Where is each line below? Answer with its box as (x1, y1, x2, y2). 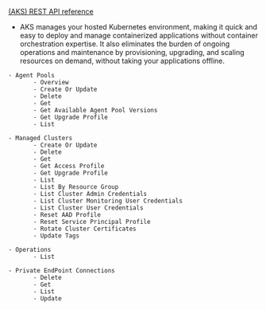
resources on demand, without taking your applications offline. (19, 56, 225, 65)
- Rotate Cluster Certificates (33, 225, 137, 233)
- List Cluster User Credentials (33, 204, 145, 212)
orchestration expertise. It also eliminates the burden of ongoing (19, 39, 230, 49)
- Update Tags (33, 232, 80, 240)
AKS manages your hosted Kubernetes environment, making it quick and (19, 22, 258, 31)
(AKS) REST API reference (8, 7, 94, 16)
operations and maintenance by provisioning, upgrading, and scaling (19, 48, 245, 57)
